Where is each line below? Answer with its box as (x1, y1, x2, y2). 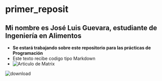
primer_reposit (5, 4, 69, 15)
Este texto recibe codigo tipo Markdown (12, 55, 96, 61)
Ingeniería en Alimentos (5, 31, 82, 40)
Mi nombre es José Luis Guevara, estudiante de (5, 24, 157, 32)
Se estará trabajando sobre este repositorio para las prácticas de (12, 45, 151, 51)
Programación (12, 50, 43, 56)
